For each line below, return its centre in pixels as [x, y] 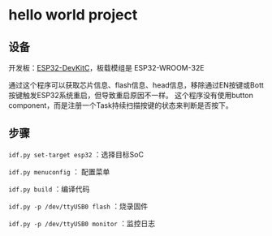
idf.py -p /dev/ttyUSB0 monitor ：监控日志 [82, 223]
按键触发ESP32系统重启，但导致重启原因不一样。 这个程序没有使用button [131, 95]
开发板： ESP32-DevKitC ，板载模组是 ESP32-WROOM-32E [106, 68]
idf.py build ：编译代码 [49, 189]
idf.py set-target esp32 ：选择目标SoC [76, 154]
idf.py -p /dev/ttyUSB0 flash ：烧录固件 [78, 206]
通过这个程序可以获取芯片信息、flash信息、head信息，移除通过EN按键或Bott [136, 85]
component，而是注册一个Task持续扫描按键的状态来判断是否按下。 [121, 105]
